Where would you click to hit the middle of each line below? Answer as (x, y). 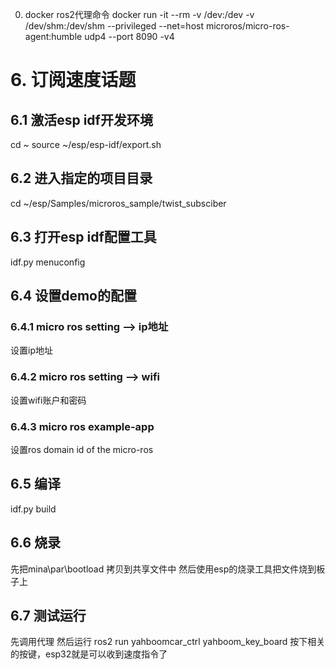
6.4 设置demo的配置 (73, 296)
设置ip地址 (31, 350)
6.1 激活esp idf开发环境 (81, 119)
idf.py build (33, 509)
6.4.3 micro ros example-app (82, 426)
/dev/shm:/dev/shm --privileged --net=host (114, 26)
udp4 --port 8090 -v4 (129, 36)
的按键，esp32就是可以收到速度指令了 (89, 654)
